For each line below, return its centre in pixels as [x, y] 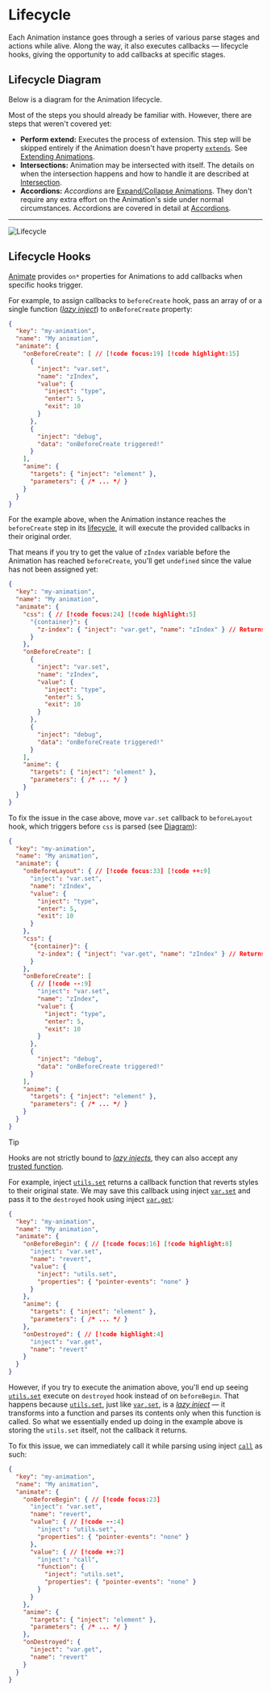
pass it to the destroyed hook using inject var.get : [91, 1199]
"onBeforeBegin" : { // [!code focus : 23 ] [92, 1499]
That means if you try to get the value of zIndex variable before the [119, 552]
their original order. [40, 537]
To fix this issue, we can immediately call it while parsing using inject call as [135, 1446]
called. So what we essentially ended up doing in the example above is [126, 1422]
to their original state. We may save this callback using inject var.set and [130, 1191]
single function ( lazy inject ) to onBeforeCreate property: [100, 309]
